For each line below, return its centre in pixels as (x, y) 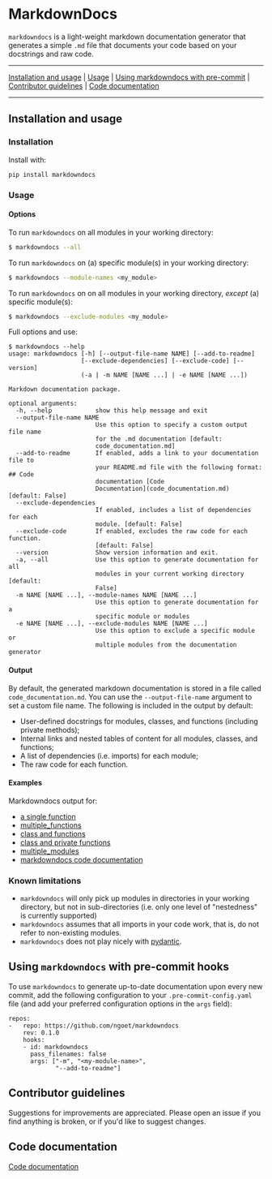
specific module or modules (142, 617)
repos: (19, 1018)
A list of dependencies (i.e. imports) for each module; (109, 755)
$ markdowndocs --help (47, 347)
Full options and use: (43, 332)
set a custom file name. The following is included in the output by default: (131, 705)
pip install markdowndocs (52, 174)
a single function (48, 816)
